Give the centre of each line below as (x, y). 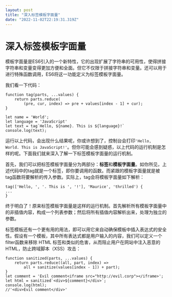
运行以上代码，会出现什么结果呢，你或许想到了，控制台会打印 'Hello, (79, 141)
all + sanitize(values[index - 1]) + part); (72, 267)
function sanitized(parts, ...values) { (49, 259)
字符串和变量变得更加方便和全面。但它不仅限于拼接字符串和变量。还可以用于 (86, 68)
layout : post (19, 10)
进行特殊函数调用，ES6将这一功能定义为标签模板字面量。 (66, 74)
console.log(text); (26, 131)
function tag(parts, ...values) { (42, 95)
